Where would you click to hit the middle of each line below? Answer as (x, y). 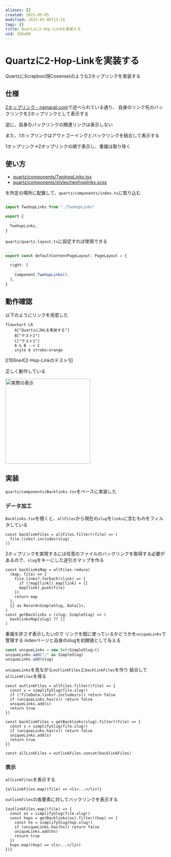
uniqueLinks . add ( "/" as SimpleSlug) (44, 655)
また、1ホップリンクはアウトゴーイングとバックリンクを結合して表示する (82, 135)
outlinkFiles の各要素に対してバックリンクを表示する (62, 799)
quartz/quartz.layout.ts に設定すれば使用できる (56, 241)
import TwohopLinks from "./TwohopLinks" (50, 207)
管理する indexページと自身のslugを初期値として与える (63, 640)
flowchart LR (19, 325)
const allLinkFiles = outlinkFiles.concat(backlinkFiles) (68, 753)
